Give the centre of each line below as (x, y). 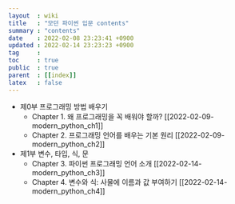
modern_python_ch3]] (68, 172)
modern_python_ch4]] (68, 191)
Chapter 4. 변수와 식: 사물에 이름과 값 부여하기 (104, 182)
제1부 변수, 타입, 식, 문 (54, 154)
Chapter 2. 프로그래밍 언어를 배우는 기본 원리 (102, 135)
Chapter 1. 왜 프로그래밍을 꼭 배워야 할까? (97, 116)
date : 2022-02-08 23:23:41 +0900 (71, 38)
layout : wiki (34, 16)
